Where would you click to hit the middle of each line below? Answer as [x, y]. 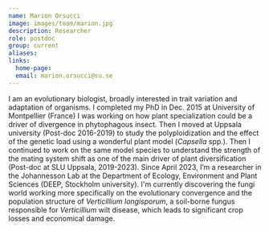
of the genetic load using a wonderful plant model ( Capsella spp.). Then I [130, 141]
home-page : [34, 68]
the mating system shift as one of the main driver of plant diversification [127, 159]
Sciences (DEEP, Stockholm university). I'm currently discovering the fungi [132, 184]
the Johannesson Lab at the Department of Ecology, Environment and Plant [133, 175]
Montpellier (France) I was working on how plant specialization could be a [130, 115]
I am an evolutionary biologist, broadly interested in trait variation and [123, 98]
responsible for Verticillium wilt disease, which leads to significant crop [126, 209]
